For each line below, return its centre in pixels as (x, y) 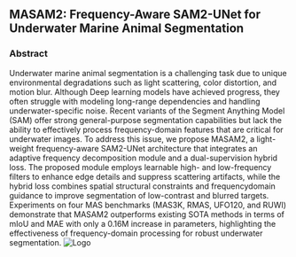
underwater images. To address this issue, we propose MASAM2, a (132, 139)
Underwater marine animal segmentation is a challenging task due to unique (148, 73)
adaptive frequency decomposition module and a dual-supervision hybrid (143, 158)
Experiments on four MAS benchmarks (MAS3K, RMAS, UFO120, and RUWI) (148, 205)
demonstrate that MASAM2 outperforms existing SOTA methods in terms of (147, 214)
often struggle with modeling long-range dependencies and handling (135, 101)
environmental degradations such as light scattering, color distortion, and (143, 82)
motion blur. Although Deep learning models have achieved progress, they (145, 91)
